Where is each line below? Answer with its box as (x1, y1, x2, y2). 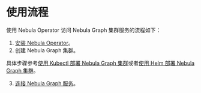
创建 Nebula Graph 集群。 (14, 46, 79, 54)
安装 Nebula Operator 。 (14, 39, 74, 46)
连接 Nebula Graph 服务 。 (14, 79, 79, 87)
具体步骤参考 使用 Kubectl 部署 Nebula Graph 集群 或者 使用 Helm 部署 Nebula (6, 59, 195, 67)
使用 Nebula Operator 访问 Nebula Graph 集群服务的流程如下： (6, 26, 161, 34)
